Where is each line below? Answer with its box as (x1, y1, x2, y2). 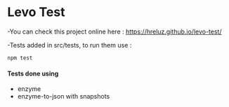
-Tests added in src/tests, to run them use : (7, 41, 132, 49)
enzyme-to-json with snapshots (17, 92, 110, 101)
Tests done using (7, 69, 59, 78)
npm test (7, 54, 33, 62)
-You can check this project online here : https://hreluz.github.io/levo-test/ (7, 27, 222, 36)
